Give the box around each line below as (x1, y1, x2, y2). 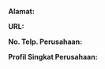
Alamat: (8, 7, 36, 16)
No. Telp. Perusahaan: (8, 37, 83, 46)
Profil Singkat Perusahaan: (8, 53, 98, 61)
